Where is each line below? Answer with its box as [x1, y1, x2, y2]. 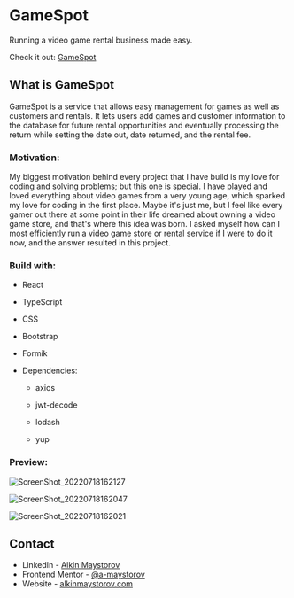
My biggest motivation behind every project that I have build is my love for [9, 172, 280, 183]
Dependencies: [21, 365, 78, 377]
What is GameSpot [9, 77, 115, 93]
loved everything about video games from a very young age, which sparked [9, 190, 286, 201]
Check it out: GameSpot [9, 51, 97, 62]
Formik [21, 348, 48, 359]
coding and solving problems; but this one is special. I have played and [9, 181, 268, 191]
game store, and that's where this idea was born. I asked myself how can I [9, 219, 281, 229]
